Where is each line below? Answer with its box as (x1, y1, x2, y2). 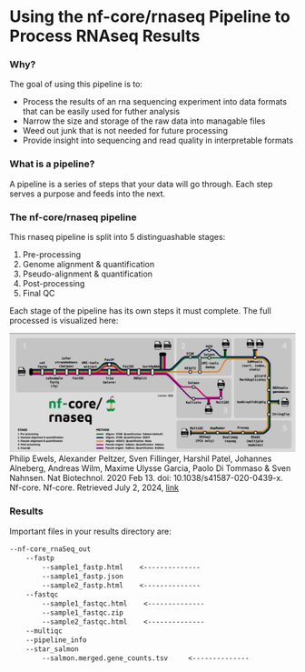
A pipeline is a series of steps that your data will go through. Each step (9, 178, 273, 189)
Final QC (22, 288, 55, 299)
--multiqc (25, 626, 64, 636)
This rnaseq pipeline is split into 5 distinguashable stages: (9, 232, 226, 243)
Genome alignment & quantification (22, 259, 155, 270)
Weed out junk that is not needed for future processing (22, 125, 229, 136)
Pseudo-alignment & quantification (22, 268, 152, 279)
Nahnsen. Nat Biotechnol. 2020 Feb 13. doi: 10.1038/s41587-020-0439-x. (9, 473, 283, 484)
